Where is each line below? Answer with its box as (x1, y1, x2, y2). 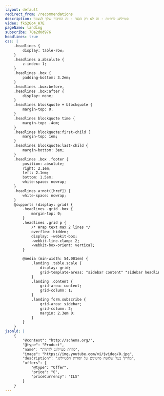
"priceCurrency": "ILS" (31, 374, 80, 379)
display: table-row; (22, 48, 64, 53)
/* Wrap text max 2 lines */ (31, 225, 91, 230)
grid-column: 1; (40, 288, 73, 293)
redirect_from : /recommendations (5, 12, 73, 17)
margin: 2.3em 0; (40, 311, 76, 316)
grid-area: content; (40, 283, 82, 288)
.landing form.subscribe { (31, 297, 86, 302)
